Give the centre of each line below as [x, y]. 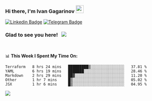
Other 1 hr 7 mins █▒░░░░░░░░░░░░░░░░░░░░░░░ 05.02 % [76, 80]
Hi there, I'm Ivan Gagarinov [40, 11]
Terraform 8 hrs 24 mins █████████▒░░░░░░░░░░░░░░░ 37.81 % [76, 67]
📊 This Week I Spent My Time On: [41, 56]
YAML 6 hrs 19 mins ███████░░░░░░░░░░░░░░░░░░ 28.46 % [76, 71]
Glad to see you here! [32, 35]
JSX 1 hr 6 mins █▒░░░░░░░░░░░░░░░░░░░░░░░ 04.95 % [76, 84]
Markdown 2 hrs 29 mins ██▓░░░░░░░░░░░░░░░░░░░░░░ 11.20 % [76, 75]
